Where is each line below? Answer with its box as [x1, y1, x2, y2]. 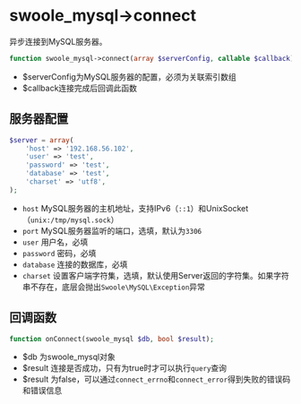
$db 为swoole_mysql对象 [21, 351, 116, 363]
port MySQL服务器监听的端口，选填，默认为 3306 [21, 225, 202, 236]
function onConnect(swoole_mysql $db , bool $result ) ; [9, 334, 215, 343]
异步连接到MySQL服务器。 [9, 36, 107, 47]
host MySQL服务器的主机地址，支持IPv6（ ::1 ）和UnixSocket [21, 202, 249, 213]
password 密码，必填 [21, 247, 97, 258]
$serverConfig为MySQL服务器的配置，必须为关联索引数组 [21, 71, 237, 82]
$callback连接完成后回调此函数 [21, 82, 137, 93]
